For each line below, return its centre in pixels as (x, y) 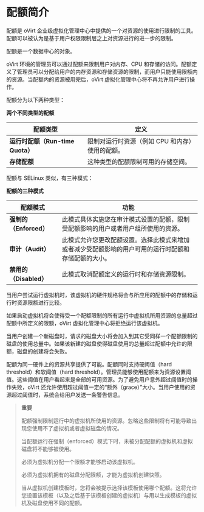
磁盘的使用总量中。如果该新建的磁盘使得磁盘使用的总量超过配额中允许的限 (99, 343)
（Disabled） (29, 279)
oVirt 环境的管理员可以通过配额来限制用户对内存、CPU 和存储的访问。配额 (99, 64)
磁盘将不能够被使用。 (48, 449)
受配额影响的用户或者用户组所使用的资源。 (123, 228)
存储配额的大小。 (86, 258)
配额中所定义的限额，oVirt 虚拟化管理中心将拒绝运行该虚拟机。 (85, 323)
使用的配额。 (106, 150)
